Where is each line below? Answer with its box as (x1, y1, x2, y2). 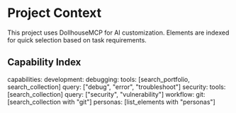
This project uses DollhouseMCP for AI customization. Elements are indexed (7, 28, 230, 37)
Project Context (7, 5, 101, 21)
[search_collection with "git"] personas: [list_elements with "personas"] (7, 97, 216, 106)
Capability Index (7, 56, 82, 69)
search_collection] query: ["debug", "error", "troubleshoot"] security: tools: (7, 83, 226, 91)
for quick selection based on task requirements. (7, 35, 147, 44)
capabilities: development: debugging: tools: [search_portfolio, (7, 75, 190, 83)
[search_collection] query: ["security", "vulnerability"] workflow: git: (7, 90, 206, 98)
